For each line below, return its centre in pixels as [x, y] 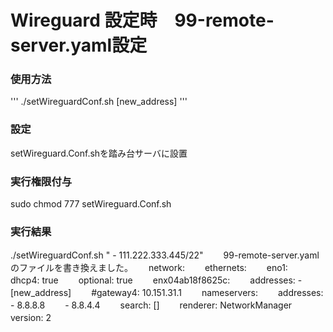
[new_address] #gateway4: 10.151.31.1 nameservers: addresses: [167, 293]
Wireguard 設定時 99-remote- [142, 20]
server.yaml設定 [79, 45]
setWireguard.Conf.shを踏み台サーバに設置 [99, 153]
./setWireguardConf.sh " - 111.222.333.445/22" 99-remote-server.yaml [165, 255]
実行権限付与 [41, 181]
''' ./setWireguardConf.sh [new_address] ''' [99, 102]
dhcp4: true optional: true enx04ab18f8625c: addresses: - [156, 280]
